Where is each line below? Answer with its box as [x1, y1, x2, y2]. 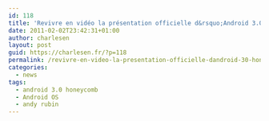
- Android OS [15, 93, 59, 101]
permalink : [8, 57, 45, 64]
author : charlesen [8, 33, 70, 42]
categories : [8, 64, 48, 72]
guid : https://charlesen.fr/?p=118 [8, 49, 127, 57]
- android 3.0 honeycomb [15, 85, 98, 94]
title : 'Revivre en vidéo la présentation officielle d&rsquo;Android [8, 19, 249, 27]
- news [15, 71, 38, 79]
